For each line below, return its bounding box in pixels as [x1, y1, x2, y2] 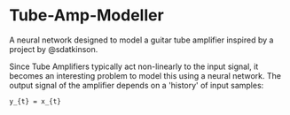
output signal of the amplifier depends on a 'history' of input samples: [9, 80, 264, 90]
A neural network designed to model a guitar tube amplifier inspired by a [9, 34, 274, 45]
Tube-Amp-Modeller [9, 5, 164, 26]
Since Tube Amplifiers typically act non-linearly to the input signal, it [9, 61, 259, 72]
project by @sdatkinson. [9, 43, 98, 54]
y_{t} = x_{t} [9, 96, 62, 106]
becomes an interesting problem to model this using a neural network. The [9, 70, 282, 80]
